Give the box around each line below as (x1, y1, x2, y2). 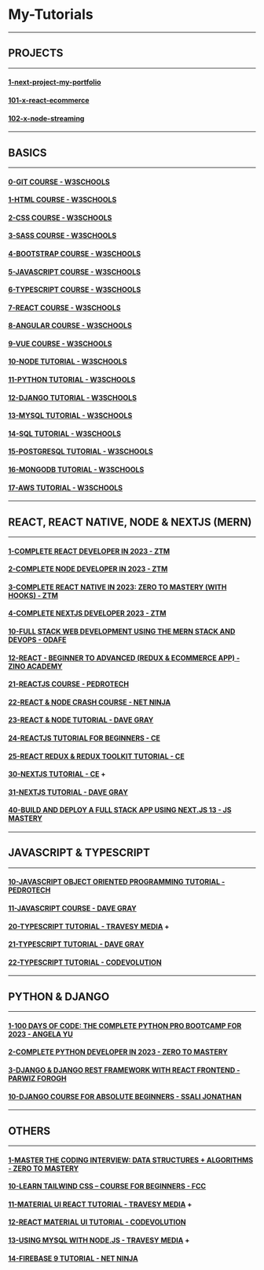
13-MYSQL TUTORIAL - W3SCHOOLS (8, 411, 133, 420)
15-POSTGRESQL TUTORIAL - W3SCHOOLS (8, 447, 153, 456)
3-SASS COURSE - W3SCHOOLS (8, 231, 117, 241)
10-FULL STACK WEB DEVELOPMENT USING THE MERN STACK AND (8, 627, 236, 637)
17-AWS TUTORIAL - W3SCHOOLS (8, 482, 123, 493)
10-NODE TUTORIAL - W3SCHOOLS (8, 356, 127, 367)
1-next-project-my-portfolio (8, 77, 101, 87)
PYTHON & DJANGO (8, 990, 110, 1003)
